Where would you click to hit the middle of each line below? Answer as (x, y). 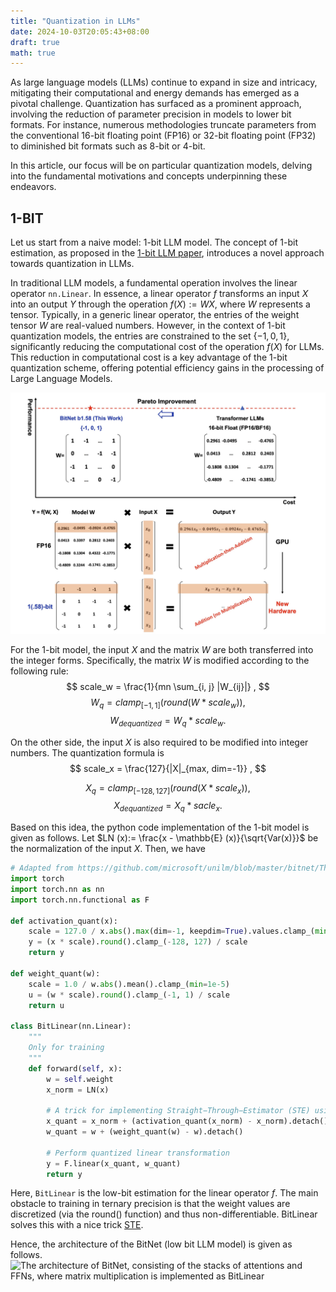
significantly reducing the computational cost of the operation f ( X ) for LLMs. (167, 347)
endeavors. (33, 187)
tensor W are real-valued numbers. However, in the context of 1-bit (148, 326)
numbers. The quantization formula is (87, 752)
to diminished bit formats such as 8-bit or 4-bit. (108, 146)
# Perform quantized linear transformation (138, 1153)
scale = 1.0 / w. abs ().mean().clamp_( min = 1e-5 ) (129, 984)
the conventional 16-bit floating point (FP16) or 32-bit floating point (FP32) (163, 136)
